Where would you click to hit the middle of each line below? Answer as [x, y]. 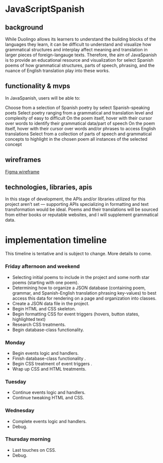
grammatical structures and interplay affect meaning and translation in [76, 50]
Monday [15, 343]
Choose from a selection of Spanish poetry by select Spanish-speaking [78, 108]
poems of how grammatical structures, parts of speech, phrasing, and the [80, 65]
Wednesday [20, 411]
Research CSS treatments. [39, 324]
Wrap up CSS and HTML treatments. [49, 369]
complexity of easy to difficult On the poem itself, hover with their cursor [79, 118]
